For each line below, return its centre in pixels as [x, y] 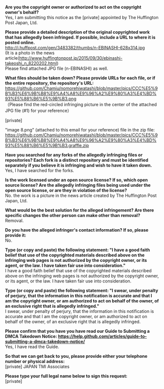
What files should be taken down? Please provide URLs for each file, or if [80, 78]
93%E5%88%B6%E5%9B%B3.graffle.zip [47, 145]
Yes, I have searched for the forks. [40, 170]
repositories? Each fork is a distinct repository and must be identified [77, 160]
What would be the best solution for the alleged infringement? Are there [80, 210]
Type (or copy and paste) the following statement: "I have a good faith [78, 250]
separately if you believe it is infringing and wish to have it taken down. [79, 165]
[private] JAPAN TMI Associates [37, 367]
